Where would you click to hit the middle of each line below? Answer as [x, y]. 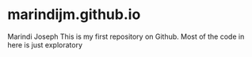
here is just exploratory [45, 44]
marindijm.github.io [74, 15]
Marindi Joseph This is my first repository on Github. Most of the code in [126, 36]
